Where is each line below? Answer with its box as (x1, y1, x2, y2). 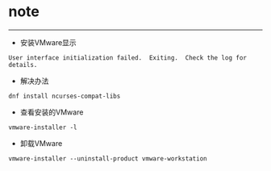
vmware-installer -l (8, 123, 78, 131)
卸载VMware (19, 138, 63, 148)
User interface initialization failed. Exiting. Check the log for (8, 53, 248, 62)
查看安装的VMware (19, 107, 84, 117)
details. (8, 60, 38, 69)
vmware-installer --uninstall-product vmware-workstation (8, 154, 207, 163)
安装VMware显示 (19, 37, 77, 47)
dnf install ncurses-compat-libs (8, 92, 121, 100)
